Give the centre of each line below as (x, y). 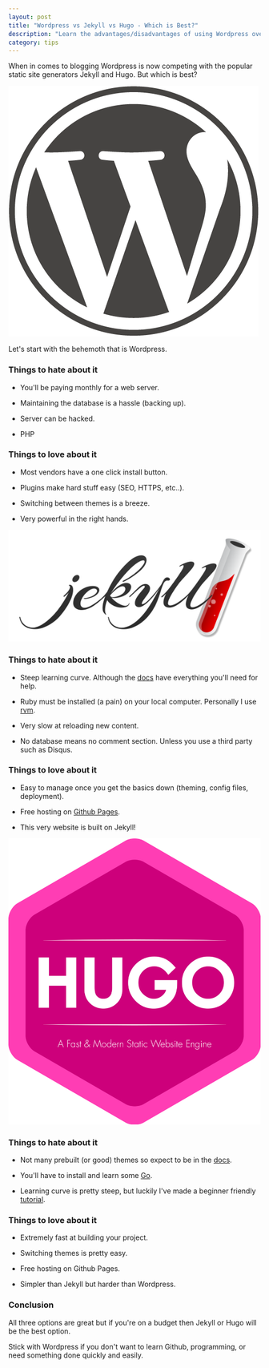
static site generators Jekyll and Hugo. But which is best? (103, 75)
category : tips (34, 42)
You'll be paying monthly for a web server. (90, 387)
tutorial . (32, 1200)
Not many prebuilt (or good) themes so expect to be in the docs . (126, 1160)
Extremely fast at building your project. (84, 1237)
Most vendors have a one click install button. (94, 472)
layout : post (30, 17)
